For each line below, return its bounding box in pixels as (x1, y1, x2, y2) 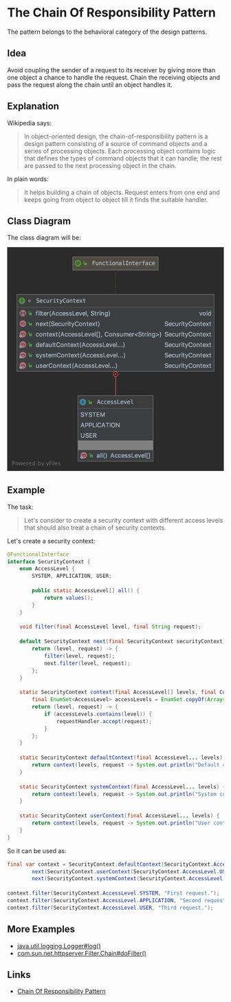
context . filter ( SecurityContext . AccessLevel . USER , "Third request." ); (7, 904, 214, 911)
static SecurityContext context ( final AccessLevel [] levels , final (19, 689, 217, 696)
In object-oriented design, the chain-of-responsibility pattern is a (23, 132, 208, 140)
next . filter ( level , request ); (43, 660, 131, 667)
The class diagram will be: (7, 233, 81, 242)
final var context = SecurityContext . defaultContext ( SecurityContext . (7, 861, 214, 868)
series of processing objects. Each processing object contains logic (23, 147, 217, 155)
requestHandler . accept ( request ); (56, 718, 153, 724)
